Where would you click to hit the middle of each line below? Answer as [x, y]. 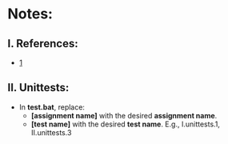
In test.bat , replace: [52, 107]
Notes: [30, 14]
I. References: [43, 44]
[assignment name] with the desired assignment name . [124, 115]
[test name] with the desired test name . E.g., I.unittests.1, [126, 124]
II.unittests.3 [51, 132]
